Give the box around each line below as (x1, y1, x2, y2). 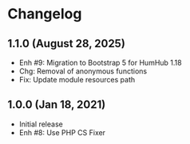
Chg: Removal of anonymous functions (18, 66, 148, 76)
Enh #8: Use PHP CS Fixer (18, 127, 105, 137)
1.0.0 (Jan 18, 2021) (7, 98, 106, 112)
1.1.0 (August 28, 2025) (7, 37, 125, 50)
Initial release (18, 119, 63, 129)
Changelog (7, 5, 82, 23)
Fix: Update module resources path (18, 75, 136, 84)
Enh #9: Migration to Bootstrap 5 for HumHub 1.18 (18, 58, 182, 67)
